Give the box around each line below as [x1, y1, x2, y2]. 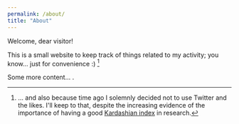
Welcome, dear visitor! [7, 36, 73, 45]
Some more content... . [7, 73, 75, 82]
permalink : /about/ [7, 10, 65, 18]
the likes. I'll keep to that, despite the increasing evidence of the [17, 101, 206, 110]
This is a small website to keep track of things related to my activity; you [7, 51, 219, 59]
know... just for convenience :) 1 [7, 58, 100, 68]
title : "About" [7, 17, 53, 24]
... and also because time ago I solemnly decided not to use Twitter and [17, 93, 228, 102]
